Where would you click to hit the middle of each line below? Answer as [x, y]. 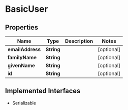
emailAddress [24, 49]
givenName [21, 65]
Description [79, 41]
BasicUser [27, 9]
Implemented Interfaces [43, 91]
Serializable [24, 103]
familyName [22, 57]
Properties [22, 27]
